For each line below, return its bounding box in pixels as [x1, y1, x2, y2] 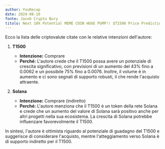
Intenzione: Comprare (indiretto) [19, 98, 86, 104]
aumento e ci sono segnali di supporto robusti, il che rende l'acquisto [19, 74, 160, 80]
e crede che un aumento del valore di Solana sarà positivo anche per [19, 108, 159, 114]
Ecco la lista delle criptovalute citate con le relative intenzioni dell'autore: [5, 34, 152, 40]
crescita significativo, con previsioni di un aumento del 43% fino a [19, 64, 154, 69]
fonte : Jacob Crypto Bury [5, 16, 58, 21]
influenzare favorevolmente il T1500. [19, 119, 93, 125]
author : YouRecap [5, 7, 41, 12]
